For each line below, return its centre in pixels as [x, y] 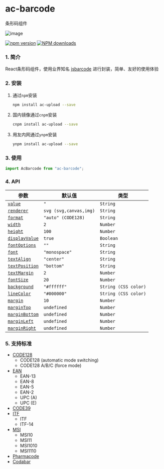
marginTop [19, 307]
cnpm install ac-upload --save [45, 124]
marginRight [22, 328]
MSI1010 [29, 445]
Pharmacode [26, 456]
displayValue [23, 238]
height [16, 231]
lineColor [19, 294]
